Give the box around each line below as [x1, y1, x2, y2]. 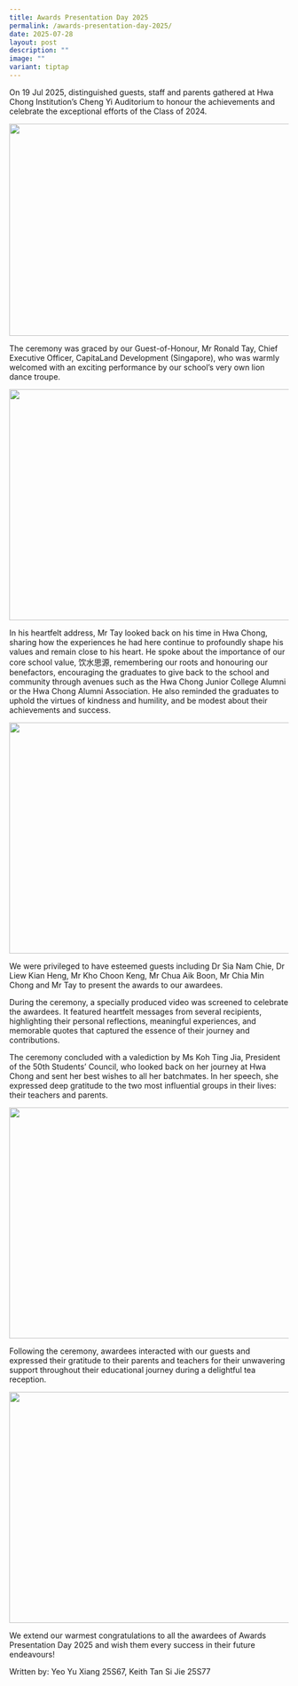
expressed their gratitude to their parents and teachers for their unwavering [9, 1354, 286, 1365]
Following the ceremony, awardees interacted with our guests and [9, 1346, 251, 1356]
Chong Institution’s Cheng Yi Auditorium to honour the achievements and [9, 96, 276, 107]
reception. [9, 1374, 47, 1385]
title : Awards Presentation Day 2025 [9, 12, 149, 22]
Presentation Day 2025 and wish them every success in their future [9, 1639, 255, 1650]
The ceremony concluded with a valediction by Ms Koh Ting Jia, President [9, 1051, 281, 1062]
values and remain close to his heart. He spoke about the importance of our [9, 646, 286, 657]
